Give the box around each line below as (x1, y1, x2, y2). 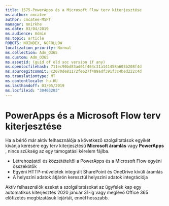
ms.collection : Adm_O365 (5, 50, 58, 55)
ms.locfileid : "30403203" (5, 87, 60, 93)
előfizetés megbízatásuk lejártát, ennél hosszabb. (5, 195, 109, 201)
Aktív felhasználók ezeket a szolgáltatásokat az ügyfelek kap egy (5, 184, 142, 190)
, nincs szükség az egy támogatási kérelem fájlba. (5, 148, 110, 154)
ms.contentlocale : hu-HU (5, 78, 58, 83)
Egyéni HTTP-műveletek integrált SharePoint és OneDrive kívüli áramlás (12, 169, 163, 175)
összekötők (12, 163, 37, 169)
